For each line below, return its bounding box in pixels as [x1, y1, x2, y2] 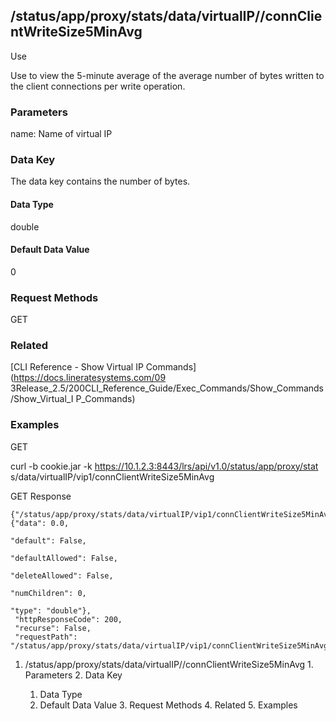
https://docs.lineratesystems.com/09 [13, 372, 167, 384]
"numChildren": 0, [10, 588, 87, 598]
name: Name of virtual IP [10, 128, 113, 140]
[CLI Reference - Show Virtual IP [10, 361, 144, 373]
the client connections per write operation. [10, 80, 186, 92]
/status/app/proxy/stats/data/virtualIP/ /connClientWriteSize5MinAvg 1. [24, 658, 314, 670]
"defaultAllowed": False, [10, 553, 118, 563]
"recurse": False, [14, 623, 92, 633]
